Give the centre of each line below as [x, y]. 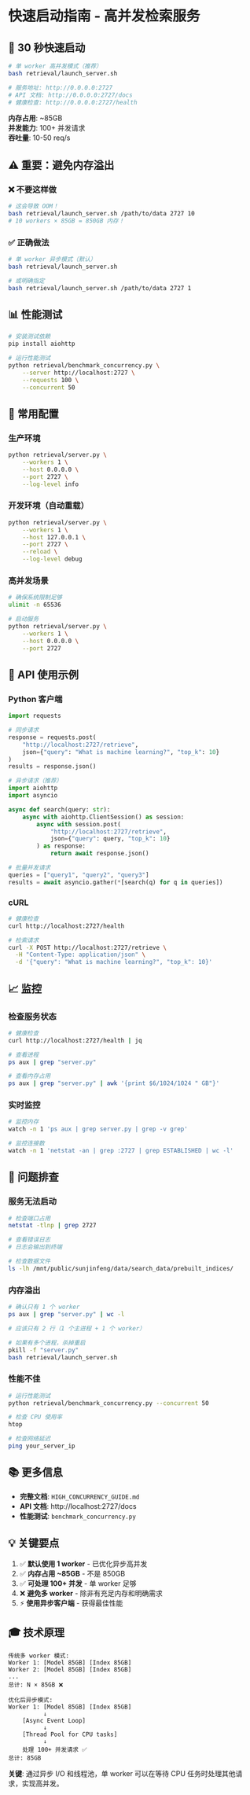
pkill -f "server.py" [44, 1350]
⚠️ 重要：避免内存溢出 [61, 165]
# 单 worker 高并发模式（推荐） [55, 66]
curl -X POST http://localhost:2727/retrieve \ [88, 947]
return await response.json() [99, 854]
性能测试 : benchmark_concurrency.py [77, 1516]
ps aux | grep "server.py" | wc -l [66, 1315]
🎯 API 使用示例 [43, 674]
